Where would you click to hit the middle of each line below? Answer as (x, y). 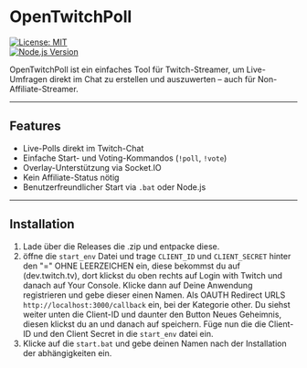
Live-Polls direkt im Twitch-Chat (83, 148)
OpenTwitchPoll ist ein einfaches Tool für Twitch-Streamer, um (127, 69)
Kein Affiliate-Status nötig (71, 177)
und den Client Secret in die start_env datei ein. (123, 333)
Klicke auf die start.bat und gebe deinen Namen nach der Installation (154, 343)
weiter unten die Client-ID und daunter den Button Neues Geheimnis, (152, 314)
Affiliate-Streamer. (44, 89)
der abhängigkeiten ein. (67, 352)
